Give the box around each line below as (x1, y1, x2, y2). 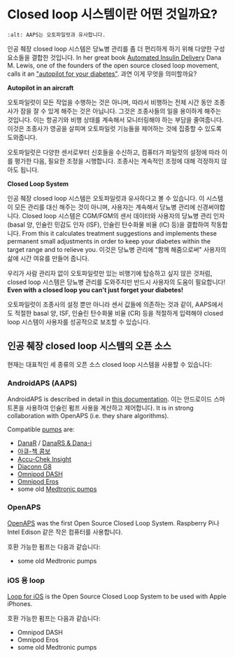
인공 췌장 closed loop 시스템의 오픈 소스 (7, 340, 171, 352)
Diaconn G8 (17, 462, 52, 471)
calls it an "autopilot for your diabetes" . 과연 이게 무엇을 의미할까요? (7, 69, 197, 78)
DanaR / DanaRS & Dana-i (17, 439, 92, 448)
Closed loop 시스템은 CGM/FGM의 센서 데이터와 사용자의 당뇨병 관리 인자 (22, 211, 225, 220)
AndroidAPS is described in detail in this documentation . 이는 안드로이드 (7, 395, 213, 403)
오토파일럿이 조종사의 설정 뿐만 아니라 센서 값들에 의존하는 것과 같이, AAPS (7, 300, 212, 309)
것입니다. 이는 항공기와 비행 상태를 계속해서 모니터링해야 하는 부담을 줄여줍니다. (7, 115, 224, 123)
